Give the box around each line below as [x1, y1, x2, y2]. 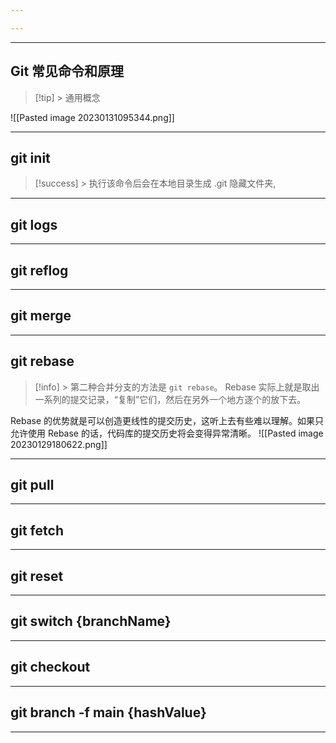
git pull [10, 477, 55, 494]
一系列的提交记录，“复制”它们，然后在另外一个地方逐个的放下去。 [34, 393, 307, 405]
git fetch [10, 522, 64, 539]
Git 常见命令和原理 [10, 63, 125, 80]
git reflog [10, 262, 69, 279]
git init [10, 149, 51, 166]
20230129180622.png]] [10, 438, 108, 450]
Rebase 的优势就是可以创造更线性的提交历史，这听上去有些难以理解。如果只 [10, 414, 325, 426]
